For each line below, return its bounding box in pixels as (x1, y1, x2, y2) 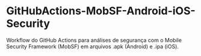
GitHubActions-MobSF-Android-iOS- (6, 4, 196, 18)
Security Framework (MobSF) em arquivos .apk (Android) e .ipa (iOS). (6, 43, 179, 50)
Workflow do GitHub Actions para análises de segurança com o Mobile (6, 36, 182, 43)
